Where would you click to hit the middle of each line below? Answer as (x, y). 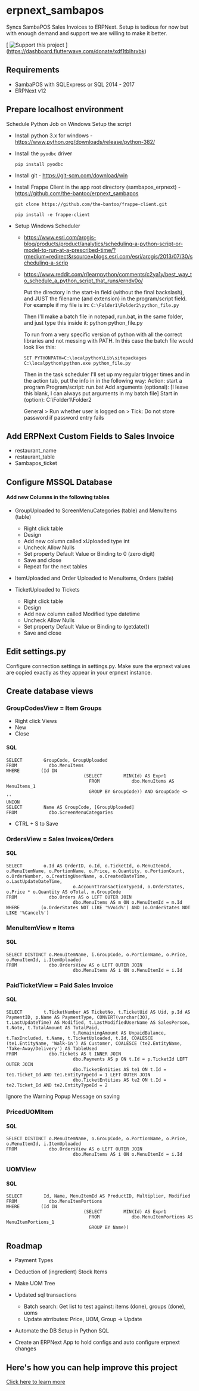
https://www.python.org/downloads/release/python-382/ (85, 141)
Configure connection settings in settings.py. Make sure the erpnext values (98, 666)
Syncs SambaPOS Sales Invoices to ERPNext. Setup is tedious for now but (97, 27)
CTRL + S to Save (36, 823)
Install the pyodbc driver (43, 153)
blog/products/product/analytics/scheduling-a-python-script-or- (103, 244)
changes (26, 1349)
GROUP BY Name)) (109, 1227)
